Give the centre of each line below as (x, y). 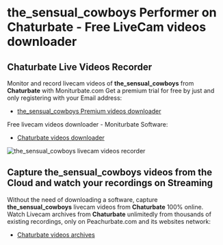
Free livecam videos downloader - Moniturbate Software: (88, 124)
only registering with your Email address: (65, 98)
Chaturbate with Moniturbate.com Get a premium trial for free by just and (111, 91)
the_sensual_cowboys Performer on (112, 13)
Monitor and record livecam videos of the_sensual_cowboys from (101, 83)
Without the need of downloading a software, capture (82, 199)
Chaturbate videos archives (56, 235)
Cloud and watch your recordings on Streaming (110, 183)
